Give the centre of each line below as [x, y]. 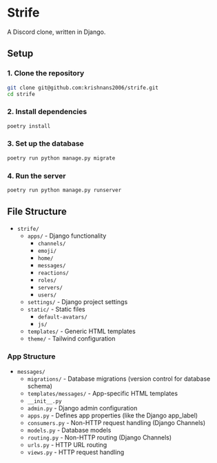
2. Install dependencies [47, 112]
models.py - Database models [69, 430]
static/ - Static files [56, 309]
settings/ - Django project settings [77, 301]
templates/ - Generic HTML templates [81, 331]
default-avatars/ [62, 317]
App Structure [32, 356]
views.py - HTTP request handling [76, 452]
